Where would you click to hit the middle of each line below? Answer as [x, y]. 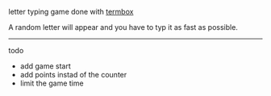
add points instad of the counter [73, 75]
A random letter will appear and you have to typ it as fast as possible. [123, 27]
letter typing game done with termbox [71, 12]
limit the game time [52, 83]
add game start [45, 66]
